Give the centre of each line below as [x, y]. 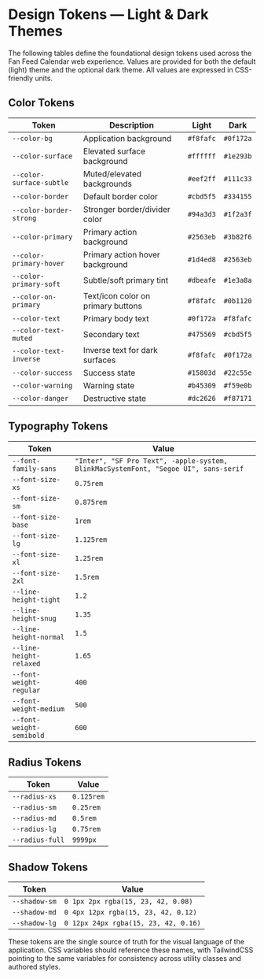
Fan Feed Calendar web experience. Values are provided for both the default [132, 61]
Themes [35, 31]
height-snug [35, 618]
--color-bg [32, 138]
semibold [28, 735]
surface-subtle [40, 182]
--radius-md [35, 818]
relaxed [26, 664]
